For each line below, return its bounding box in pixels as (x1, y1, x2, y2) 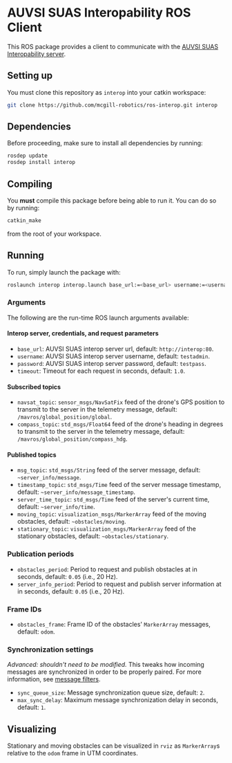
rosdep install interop (7, 159, 76, 166)
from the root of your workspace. (7, 230, 102, 238)
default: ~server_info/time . (17, 503, 95, 511)
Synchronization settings (7, 645, 94, 654)
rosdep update (7, 152, 48, 160)
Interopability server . (7, 50, 66, 58)
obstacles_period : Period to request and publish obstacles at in (17, 565, 198, 573)
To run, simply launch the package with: (7, 268, 121, 276)
